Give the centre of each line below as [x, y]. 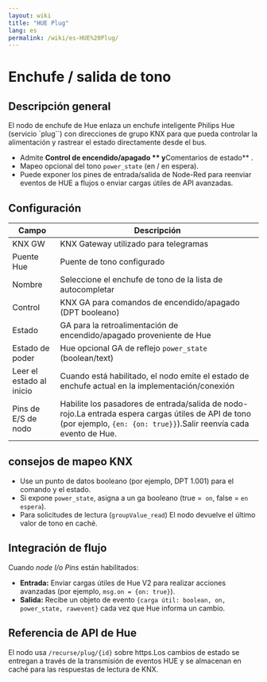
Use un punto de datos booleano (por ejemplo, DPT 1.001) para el [127, 481]
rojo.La [73, 414]
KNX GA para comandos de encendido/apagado [150, 303]
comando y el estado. [55, 489]
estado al [29, 381]
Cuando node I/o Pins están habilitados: [74, 567]
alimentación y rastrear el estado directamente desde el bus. [108, 142]
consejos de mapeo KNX [71, 462]
